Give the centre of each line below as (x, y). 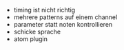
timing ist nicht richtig (44, 10)
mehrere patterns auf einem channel (65, 17)
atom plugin (31, 39)
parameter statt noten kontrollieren (63, 24)
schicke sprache (37, 32)
